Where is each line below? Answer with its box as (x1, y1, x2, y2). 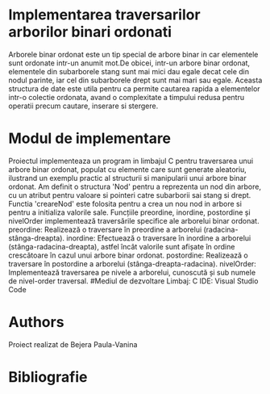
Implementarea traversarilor (8, 6, 201, 24)
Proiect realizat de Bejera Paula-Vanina (8, 339, 138, 349)
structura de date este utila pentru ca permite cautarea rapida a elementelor (8, 83, 260, 94)
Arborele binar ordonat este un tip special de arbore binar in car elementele (8, 49, 259, 59)
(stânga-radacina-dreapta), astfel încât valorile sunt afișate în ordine (8, 241, 235, 251)
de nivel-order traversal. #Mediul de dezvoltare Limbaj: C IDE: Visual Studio (8, 276, 259, 286)
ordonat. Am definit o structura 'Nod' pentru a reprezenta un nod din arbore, (8, 182, 262, 191)
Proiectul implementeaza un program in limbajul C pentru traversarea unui (8, 156, 254, 166)
